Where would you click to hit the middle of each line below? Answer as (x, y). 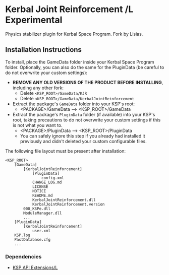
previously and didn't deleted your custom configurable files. (83, 141)
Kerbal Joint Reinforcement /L (69, 9)
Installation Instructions (44, 50)
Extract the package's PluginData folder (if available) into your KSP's (84, 114)
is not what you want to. (37, 125)
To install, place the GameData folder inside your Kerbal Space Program (80, 62)
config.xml (53, 178)
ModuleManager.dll (43, 213)
